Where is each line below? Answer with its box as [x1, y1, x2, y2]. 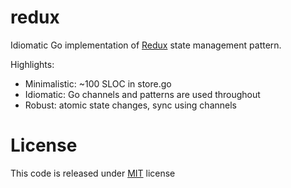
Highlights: [10, 58, 55, 70]
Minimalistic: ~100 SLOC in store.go [24, 77, 172, 90]
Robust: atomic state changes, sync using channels [24, 99, 237, 111]
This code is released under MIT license [10, 167, 176, 179]
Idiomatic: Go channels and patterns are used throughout [24, 88, 261, 100]
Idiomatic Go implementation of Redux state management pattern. [10, 39, 282, 51]
